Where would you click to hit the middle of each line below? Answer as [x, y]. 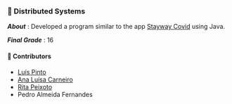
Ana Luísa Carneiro [45, 79]
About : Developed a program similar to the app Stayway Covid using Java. [116, 27]
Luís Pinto [32, 72]
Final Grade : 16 [31, 40]
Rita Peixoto [35, 86]
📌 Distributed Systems [46, 11]
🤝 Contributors [29, 56]
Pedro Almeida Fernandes [55, 94]
